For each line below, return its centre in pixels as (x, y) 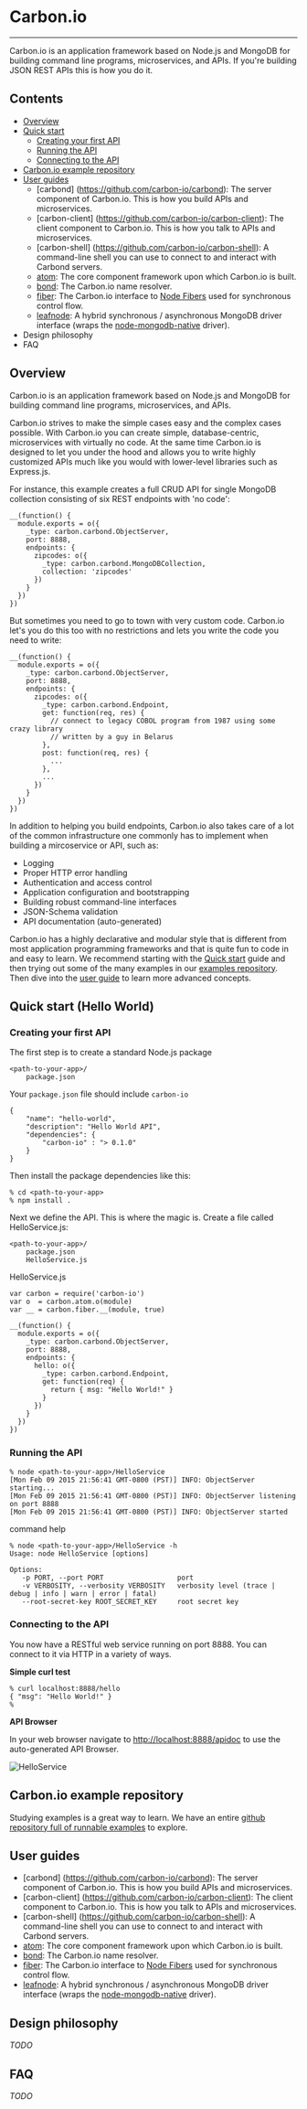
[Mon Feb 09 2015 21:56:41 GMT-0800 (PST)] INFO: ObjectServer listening (153, 1496)
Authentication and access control (87, 882)
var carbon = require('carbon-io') (77, 1294)
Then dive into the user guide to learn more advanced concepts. (130, 978)
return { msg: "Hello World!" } (111, 1390)
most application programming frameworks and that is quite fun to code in (149, 948)
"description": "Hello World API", (94, 1127)
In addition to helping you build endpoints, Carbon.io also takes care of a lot (152, 826)
